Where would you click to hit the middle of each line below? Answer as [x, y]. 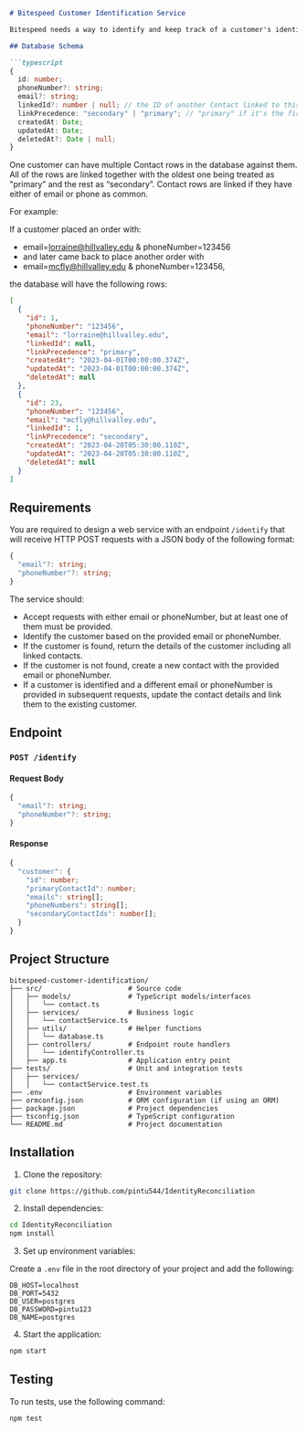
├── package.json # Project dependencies [114, 1108]
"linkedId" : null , [61, 343]
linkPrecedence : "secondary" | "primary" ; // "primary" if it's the [151, 113]
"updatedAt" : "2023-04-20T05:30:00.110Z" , [108, 454]
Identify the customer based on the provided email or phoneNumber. [152, 636]
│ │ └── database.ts [57, 1037]
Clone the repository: [63, 1174]
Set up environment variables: [79, 1251]
